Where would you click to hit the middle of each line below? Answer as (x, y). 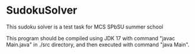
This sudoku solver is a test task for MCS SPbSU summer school (85, 27)
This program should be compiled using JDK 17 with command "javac (91, 38)
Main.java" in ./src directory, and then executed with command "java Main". (98, 45)
